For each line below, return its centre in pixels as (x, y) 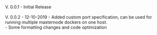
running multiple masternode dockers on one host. (56, 22)
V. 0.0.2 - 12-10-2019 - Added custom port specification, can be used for (78, 17)
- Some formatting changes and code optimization (56, 27)
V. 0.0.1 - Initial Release (28, 7)
